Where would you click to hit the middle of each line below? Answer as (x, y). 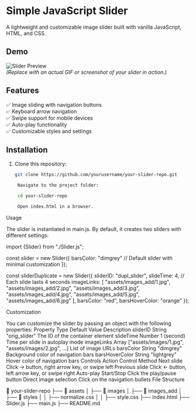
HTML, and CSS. (26, 33)
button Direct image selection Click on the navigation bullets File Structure (95, 379)
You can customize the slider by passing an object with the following (89, 323)
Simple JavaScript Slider (67, 11)
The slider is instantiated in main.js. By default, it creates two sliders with (94, 229)
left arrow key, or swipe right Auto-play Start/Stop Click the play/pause (91, 373)
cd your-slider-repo (42, 196)
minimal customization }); (37, 264)
